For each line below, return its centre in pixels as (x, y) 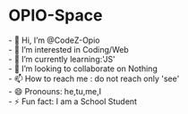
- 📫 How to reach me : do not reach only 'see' (94, 78)
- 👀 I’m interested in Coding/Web (68, 49)
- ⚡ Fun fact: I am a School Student (73, 101)
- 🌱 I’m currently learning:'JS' (62, 59)
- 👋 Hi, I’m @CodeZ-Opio (54, 40)
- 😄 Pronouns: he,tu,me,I (55, 91)
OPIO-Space (56, 16)
